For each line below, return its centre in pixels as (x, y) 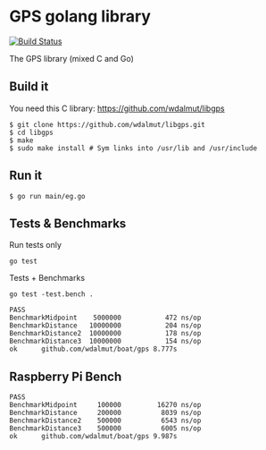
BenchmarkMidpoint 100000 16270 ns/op (105, 405)
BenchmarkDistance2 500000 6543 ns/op (105, 421)
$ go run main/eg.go (48, 196)
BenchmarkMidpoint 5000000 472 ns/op (105, 318)
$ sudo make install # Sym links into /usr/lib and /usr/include (133, 148)
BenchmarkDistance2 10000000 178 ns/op (105, 334)
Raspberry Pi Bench (66, 376)
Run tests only (36, 245)
